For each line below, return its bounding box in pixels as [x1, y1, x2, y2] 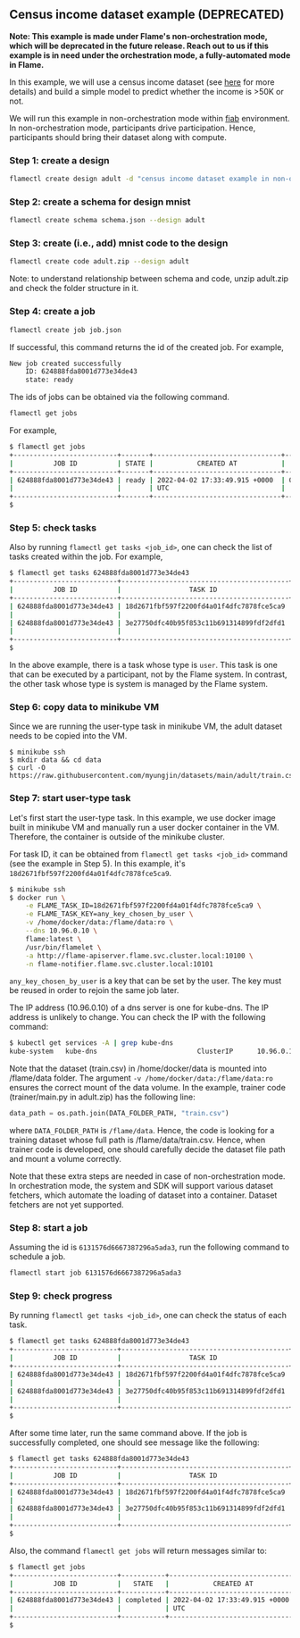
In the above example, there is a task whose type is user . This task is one [9, 660, 279, 671]
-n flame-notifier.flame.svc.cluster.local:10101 [25, 959, 214, 968]
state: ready [25, 375, 74, 385]
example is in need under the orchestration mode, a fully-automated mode [9, 49, 291, 61]
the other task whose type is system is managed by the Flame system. [9, 679, 269, 689]
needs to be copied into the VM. [9, 731, 128, 741]
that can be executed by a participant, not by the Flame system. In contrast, [9, 669, 287, 680]
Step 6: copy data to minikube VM [9, 700, 159, 713]
